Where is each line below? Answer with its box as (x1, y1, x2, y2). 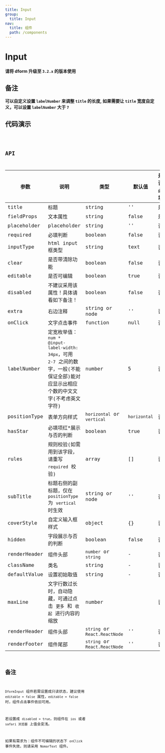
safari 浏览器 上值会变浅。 (5, 721, 52, 726)
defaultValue (7, 571, 43, 578)
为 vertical (48, 500, 76, 506)
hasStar (7, 428, 28, 434)
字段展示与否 (48, 533, 78, 540)
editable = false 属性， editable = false (5, 694, 79, 699)
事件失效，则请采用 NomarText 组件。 (5, 744, 70, 749)
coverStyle (7, 520, 38, 526)
